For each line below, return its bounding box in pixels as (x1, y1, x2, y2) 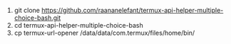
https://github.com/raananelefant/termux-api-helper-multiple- (41, 6, 224, 14)
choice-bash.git (14, 13, 61, 22)
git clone (14, 6, 41, 14)
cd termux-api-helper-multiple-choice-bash (14, 21, 144, 29)
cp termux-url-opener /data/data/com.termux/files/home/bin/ (14, 28, 195, 37)
